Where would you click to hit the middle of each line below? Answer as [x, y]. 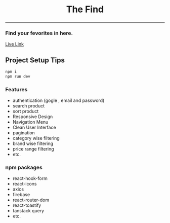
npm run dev [18, 76]
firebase [21, 195]
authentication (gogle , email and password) [58, 100]
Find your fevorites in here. [39, 33]
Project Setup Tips [35, 60]
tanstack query [28, 211]
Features [16, 89]
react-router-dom [31, 200]
